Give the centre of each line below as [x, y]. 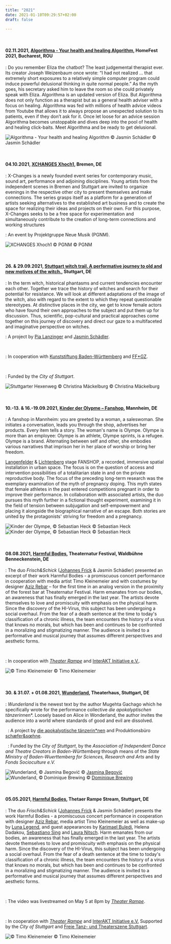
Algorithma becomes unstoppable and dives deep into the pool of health [81, 122]
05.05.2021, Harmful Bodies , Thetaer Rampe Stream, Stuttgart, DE [77, 799]
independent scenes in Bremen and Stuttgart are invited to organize [77, 186]
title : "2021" [20, 10]
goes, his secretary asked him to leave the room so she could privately [80, 89]
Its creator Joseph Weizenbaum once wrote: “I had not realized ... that [79, 73]
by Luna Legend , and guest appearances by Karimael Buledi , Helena [77, 827]
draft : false [19, 19]
